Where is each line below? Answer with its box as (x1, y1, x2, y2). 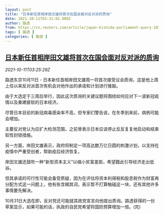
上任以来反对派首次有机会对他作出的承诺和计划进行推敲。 (5, 83, 121, 89)
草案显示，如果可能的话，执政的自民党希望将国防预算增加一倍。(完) (5, 204, 141, 210)
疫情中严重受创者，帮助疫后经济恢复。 (5, 148, 82, 154)
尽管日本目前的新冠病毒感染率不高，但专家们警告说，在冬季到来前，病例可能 (5, 109, 159, 115)
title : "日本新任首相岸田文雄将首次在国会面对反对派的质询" (5, 12, 112, 17)
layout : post (5, 7, 32, 12)
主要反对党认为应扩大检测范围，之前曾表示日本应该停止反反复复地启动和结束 (5, 126, 159, 132)
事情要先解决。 (5, 187, 35, 193)
